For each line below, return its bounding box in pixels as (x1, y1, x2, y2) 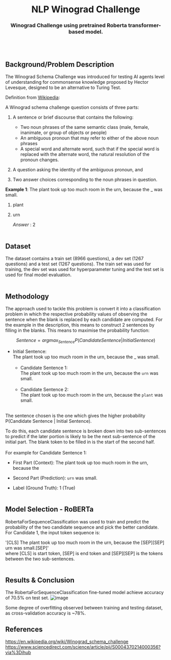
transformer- (128, 22, 161, 29)
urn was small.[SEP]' (5, 544, 49, 551)
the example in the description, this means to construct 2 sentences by (5, 322, 155, 328)
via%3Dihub (5, 649, 32, 655)
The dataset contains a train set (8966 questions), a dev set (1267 (5, 256, 144, 262)
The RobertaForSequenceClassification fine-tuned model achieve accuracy (5, 589, 164, 596)
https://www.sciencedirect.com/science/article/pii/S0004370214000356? (5, 644, 161, 650)
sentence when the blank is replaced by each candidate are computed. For (5, 316, 163, 323)
